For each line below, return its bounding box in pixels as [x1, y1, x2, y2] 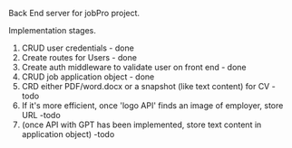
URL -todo [21, 110, 61, 120]
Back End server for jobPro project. [8, 8, 141, 18]
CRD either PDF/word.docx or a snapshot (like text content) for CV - [21, 81, 276, 91]
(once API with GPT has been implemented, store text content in [21, 119, 262, 130]
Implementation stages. [8, 25, 96, 35]
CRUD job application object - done [21, 71, 155, 82]
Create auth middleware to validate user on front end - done [21, 62, 247, 72]
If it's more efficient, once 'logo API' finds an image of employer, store [21, 100, 284, 111]
